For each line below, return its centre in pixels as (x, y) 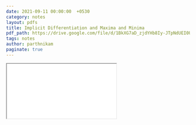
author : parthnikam (30, 44)
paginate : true (24, 50)
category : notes (26, 17)
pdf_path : (18, 33)
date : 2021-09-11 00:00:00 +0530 (48, 11)
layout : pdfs (22, 22)
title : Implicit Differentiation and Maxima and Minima (75, 28)
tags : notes (20, 39)
